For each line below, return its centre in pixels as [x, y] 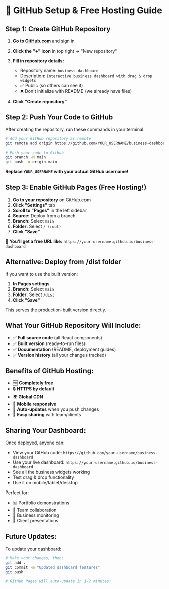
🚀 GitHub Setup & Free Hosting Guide [84, 10]
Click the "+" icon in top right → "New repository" [65, 51]
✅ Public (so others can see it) [52, 86]
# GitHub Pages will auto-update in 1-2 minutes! [58, 581]
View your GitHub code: [37, 453]
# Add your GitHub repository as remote [48, 138]
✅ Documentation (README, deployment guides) [64, 349]
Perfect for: [17, 493]
